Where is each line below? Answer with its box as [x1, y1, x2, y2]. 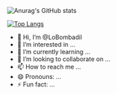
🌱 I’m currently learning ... [17, 48, 91, 56]
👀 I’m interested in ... [17, 40, 76, 48]
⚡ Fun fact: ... [17, 80, 55, 89]
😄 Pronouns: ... [17, 73, 62, 80]
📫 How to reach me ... [17, 62, 81, 71]
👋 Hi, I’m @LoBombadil [17, 33, 83, 41]
